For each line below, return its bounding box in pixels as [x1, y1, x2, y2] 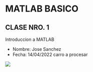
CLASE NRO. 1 [5, 23, 49, 32]
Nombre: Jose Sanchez [12, 46, 61, 52]
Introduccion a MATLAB [5, 36, 54, 42]
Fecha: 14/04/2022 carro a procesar [12, 51, 88, 57]
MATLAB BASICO [5, 3, 79, 15]
